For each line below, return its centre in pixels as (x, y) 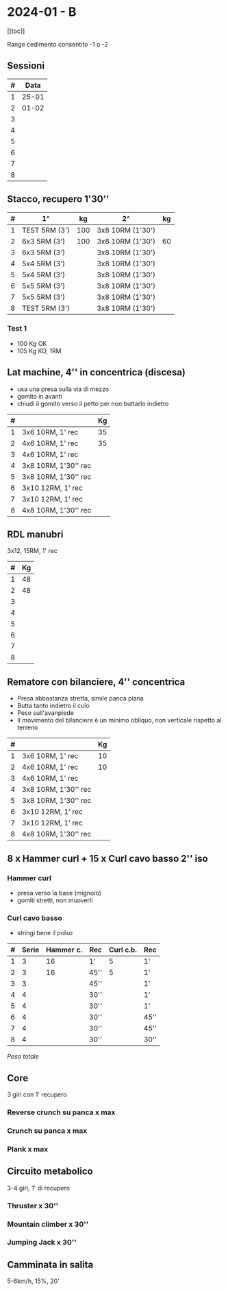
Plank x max (28, 1149)
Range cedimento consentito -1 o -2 (58, 44)
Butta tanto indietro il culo (53, 706)
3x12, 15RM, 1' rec (33, 551)
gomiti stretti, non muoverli (55, 900)
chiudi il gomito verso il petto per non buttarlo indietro (93, 403)
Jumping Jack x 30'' (42, 1243)
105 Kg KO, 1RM (39, 351)
